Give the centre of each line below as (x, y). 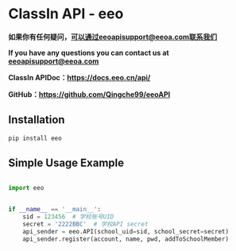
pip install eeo (35, 138)
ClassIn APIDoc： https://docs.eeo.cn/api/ (79, 77)
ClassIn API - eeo (66, 14)
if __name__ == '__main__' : (55, 210)
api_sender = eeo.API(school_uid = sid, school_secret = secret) (126, 231)
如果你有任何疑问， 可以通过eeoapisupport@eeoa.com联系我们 (113, 37)
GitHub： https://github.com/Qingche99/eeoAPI (89, 94)
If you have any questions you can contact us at (89, 52)
